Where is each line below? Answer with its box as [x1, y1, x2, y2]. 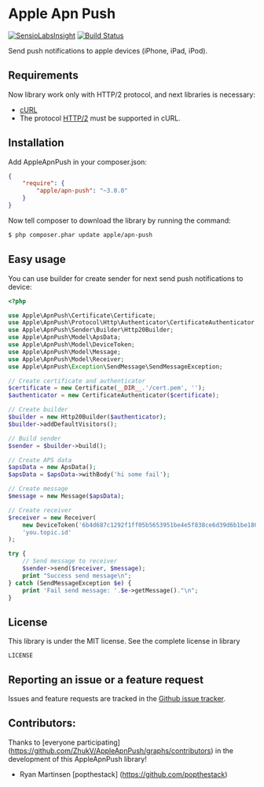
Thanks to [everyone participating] [8, 737, 120, 747]
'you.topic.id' [22, 528, 72, 536]
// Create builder [8, 406, 68, 414]
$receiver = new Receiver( [8, 513, 97, 522]
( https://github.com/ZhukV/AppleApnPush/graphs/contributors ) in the [8, 745, 234, 756]
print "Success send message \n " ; [22, 571, 132, 579]
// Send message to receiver [22, 557, 118, 565]
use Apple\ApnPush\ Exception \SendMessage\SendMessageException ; [8, 363, 223, 371]
